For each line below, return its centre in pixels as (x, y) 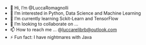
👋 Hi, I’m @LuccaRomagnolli (39, 8)
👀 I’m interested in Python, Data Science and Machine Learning (75, 13)
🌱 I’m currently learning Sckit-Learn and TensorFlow (64, 18)
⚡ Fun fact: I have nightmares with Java (51, 37)
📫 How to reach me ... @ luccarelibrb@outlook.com (63, 30)
